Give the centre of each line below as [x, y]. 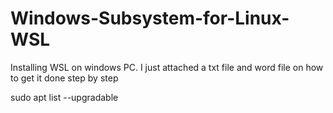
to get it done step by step [64, 78]
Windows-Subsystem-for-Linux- [150, 18]
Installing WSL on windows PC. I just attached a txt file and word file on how [167, 67]
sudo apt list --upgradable [64, 97]
